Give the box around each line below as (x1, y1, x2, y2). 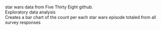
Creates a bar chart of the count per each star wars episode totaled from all (5, 15, 156, 20)
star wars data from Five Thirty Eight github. (5, 4, 93, 10)
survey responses (5, 19, 41, 25)
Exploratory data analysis (5, 9, 56, 15)
